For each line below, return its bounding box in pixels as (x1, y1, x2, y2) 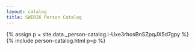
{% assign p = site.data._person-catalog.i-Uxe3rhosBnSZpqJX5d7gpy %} (6, 30, 190, 37)
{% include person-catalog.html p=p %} (6, 37, 106, 44)
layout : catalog (6, 8, 47, 15)
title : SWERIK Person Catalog (6, 14, 82, 20)
